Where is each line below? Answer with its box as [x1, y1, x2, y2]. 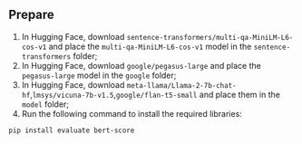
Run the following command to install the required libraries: [21, 108, 242, 119]
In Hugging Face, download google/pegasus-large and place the [21, 60, 262, 71]
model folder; [21, 99, 70, 110]
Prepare [8, 7, 55, 23]
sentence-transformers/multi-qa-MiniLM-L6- [126, 33, 294, 42]
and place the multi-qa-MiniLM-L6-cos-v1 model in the [48, 41, 252, 52]
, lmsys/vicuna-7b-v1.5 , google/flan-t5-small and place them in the [30, 89, 280, 100]
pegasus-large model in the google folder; [21, 70, 177, 81]
